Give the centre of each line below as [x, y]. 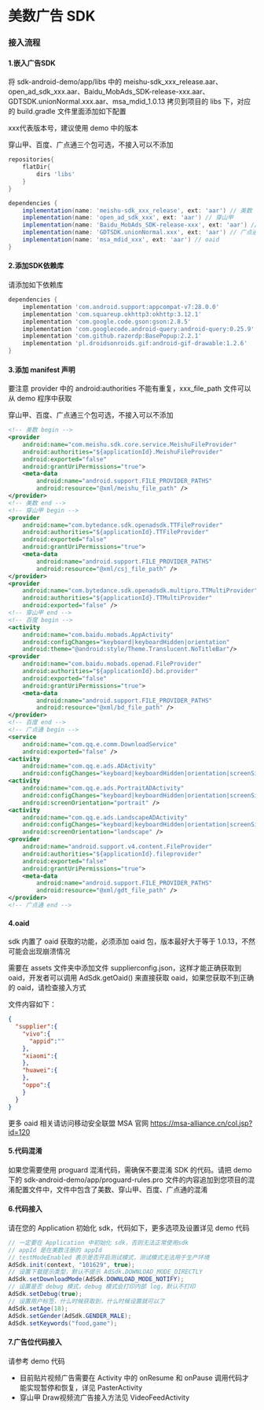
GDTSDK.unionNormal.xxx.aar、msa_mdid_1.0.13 [87, 101]
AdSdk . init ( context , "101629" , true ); [71, 1265]
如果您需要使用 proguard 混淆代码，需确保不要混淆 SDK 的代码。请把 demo [130, 1169]
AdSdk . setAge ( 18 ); [38, 1309]
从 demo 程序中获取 [40, 399]
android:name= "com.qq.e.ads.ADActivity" [89, 766]
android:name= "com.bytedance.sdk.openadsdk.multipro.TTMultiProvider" [140, 591]
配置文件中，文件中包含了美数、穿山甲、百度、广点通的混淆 [111, 1189]
